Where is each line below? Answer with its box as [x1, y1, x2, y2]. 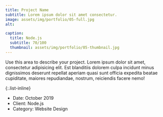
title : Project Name [5, 7, 49, 13]
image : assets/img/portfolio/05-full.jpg [5, 17, 95, 22]
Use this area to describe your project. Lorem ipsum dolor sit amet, [5, 59, 146, 65]
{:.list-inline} [5, 85, 31, 91]
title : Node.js [10, 36, 42, 41]
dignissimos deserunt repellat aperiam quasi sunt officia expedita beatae [5, 70, 158, 76]
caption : [5, 31, 24, 36]
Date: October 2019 [12, 95, 54, 101]
